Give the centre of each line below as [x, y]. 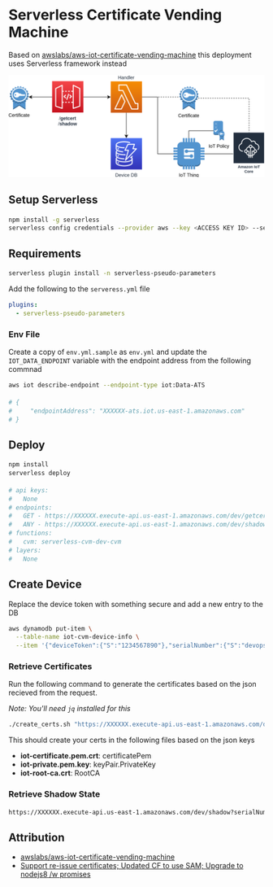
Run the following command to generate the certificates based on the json [133, 684]
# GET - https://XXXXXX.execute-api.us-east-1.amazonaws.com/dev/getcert [139, 516]
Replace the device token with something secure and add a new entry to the [136, 604]
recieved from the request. [53, 693]
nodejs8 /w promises [55, 874]
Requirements [45, 253]
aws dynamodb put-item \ [50, 628]
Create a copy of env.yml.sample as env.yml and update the [108, 352]
